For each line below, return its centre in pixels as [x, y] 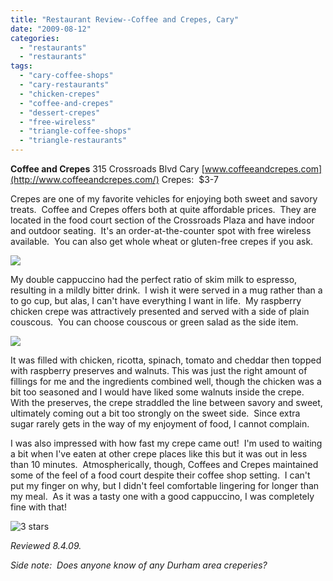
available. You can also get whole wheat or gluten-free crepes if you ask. [162, 241]
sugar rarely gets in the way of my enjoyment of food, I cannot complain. [160, 424]
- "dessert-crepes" [60, 112]
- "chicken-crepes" [60, 94]
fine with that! [38, 507]
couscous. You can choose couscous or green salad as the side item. [154, 322]
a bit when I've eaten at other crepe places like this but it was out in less [159, 454]
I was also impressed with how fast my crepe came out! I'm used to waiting [166, 443]
